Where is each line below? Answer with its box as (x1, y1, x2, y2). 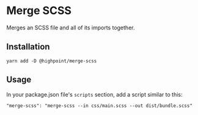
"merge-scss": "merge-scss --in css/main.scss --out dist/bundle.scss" (6, 102, 193, 109)
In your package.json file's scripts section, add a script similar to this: (6, 91, 183, 98)
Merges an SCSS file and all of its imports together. (6, 24, 135, 31)
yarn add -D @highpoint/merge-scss (6, 57, 97, 64)
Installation (6, 42, 50, 52)
